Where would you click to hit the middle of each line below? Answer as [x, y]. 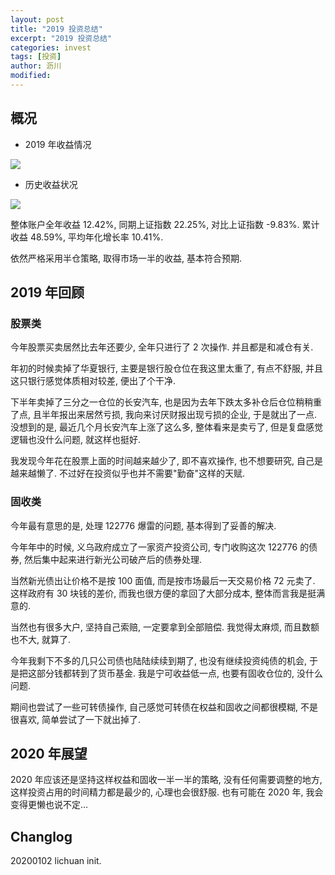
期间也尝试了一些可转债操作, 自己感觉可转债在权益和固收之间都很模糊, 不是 [164, 707]
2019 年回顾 [47, 292]
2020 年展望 [49, 754]
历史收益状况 [51, 184]
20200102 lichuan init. [56, 861]
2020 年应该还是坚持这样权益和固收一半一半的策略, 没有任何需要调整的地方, [166, 780]
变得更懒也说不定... [49, 805]
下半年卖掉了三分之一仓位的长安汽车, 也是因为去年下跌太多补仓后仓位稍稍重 [166, 402]
